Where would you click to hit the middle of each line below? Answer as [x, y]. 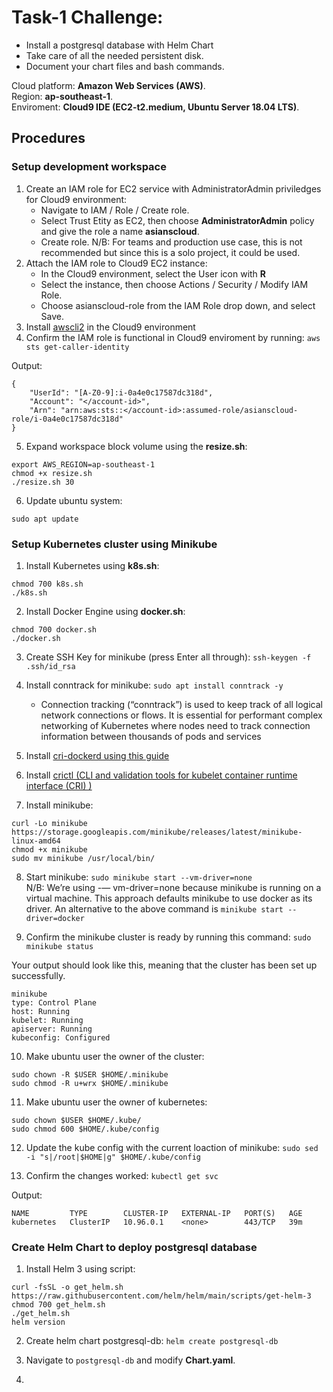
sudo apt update [45, 519]
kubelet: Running [47, 1020]
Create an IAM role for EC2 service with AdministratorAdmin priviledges [173, 188]
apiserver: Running [52, 1029]
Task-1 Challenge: [87, 17]
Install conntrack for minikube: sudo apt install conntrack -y [154, 685]
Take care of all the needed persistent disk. [114, 55]
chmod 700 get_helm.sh [58, 1305]
